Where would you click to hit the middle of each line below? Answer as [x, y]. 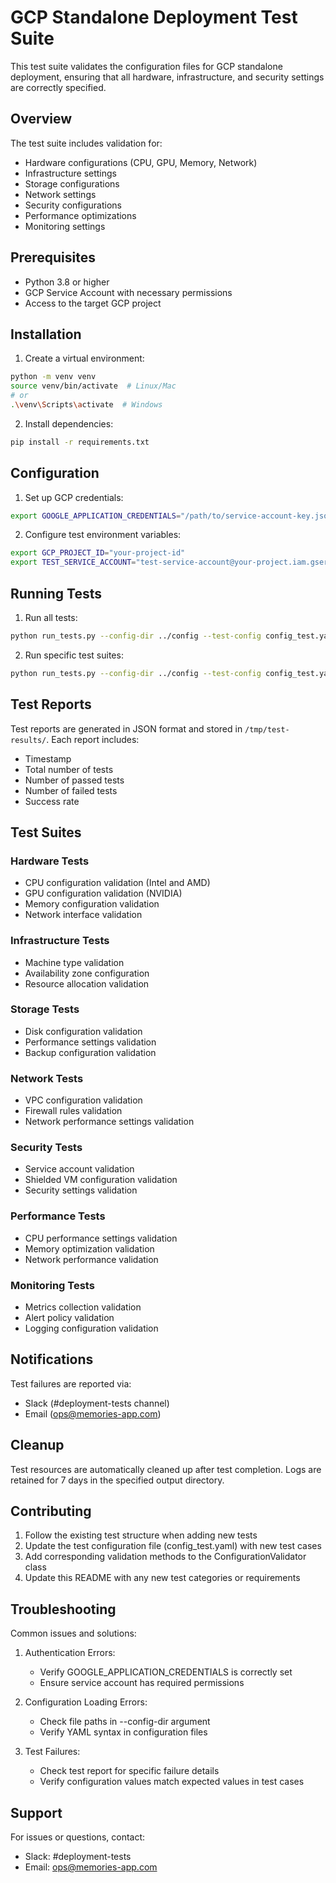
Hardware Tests [50, 861]
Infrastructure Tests [60, 941]
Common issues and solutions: [73, 1633]
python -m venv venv [53, 377]
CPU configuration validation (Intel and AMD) [117, 883]
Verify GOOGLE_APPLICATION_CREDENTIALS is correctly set [166, 1672]
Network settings [60, 194]
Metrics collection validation [83, 1307]
